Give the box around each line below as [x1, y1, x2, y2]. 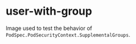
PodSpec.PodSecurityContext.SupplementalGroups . [5, 31, 131, 38]
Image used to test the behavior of [5, 24, 93, 32]
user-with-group [5, 4, 93, 18]
